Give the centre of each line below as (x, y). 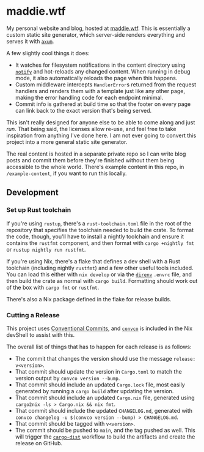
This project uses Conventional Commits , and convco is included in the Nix (100, 328)
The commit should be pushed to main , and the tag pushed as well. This (105, 430)
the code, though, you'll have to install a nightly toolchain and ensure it (95, 236)
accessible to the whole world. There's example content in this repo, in (95, 167)
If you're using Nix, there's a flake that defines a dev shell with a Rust (93, 261)
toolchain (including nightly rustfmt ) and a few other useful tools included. (100, 268)
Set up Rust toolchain (39, 210)
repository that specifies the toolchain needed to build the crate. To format (100, 230)
